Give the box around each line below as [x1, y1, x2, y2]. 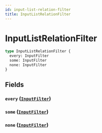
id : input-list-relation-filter [5, 7, 71, 12]
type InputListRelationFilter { [5, 49, 71, 54]
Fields [5, 81, 24, 89]
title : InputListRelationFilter [5, 12, 71, 17]
